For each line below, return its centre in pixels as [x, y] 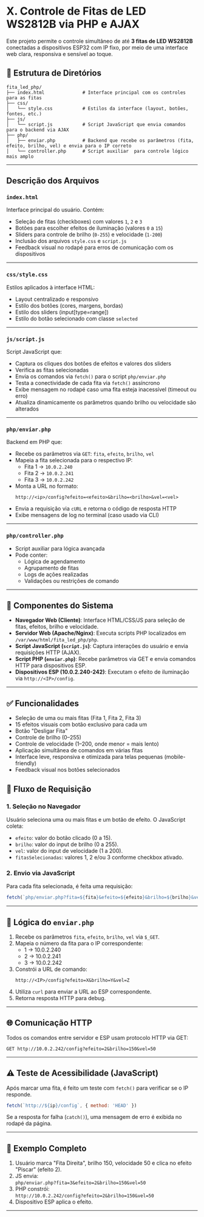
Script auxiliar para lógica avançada [60, 548]
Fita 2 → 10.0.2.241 [49, 473]
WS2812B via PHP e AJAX [73, 24]
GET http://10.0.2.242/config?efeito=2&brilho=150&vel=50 [81, 1049]
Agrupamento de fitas [51, 568]
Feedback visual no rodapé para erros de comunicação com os [94, 247]
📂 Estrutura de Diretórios [54, 73]
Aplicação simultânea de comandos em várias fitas [79, 750]
